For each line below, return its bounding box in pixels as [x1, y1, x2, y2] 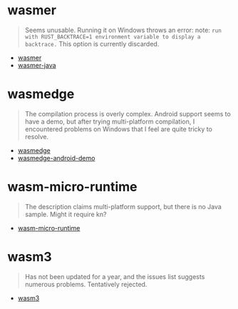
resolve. [24, 132, 49, 141]
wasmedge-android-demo [17, 153, 95, 162]
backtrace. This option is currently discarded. [24, 39, 160, 48]
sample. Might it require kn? [24, 210, 107, 218]
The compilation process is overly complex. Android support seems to [24, 109, 232, 118]
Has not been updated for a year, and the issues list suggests [24, 272, 205, 280]
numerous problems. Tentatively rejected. [24, 280, 148, 288]
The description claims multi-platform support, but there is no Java [24, 202, 222, 211]
